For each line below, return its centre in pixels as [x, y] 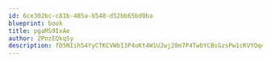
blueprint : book [35, 23]
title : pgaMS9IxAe [39, 31]
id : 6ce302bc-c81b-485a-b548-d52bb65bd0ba [81, 16]
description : [30, 46]
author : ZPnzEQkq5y [41, 38]
